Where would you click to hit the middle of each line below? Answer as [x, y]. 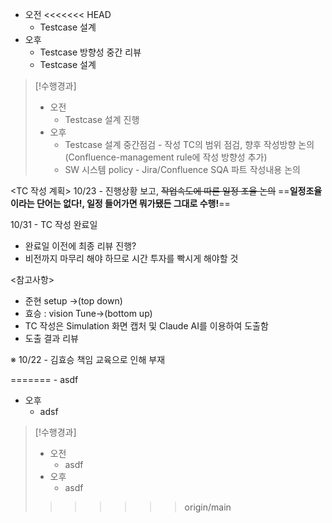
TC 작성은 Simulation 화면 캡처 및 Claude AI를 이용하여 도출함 [146, 326]
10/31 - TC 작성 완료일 [54, 224]
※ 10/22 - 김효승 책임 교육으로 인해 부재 [88, 359]
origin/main [208, 507]
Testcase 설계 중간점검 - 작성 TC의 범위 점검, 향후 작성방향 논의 [189, 144]
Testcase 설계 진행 [102, 119]
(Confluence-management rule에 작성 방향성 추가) [166, 157]
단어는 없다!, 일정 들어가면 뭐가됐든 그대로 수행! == [133, 203]
